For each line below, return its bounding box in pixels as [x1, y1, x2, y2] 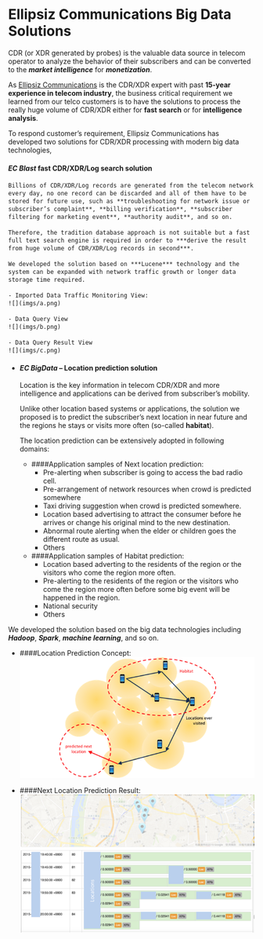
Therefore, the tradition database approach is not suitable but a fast [8, 229, 250, 237]
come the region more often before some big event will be [42, 585, 230, 594]
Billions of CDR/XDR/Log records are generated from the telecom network [8, 182, 254, 190]
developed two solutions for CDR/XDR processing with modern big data [8, 137, 240, 146]
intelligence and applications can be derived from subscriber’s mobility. [19, 389, 250, 398]
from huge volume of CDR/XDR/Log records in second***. [8, 245, 194, 253]
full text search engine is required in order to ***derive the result [8, 237, 247, 245]
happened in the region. [42, 593, 121, 602]
